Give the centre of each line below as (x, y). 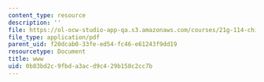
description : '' (35, 23)
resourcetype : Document (47, 52)
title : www (26, 59)
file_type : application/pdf (54, 37)
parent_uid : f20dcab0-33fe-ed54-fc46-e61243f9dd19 (93, 45)
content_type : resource (47, 15)
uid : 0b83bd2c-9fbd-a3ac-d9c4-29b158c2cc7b (81, 66)
